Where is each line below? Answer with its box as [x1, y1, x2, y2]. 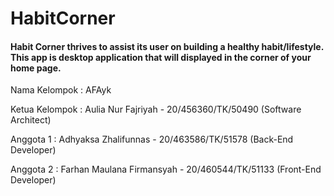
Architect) [10, 114, 52, 126]
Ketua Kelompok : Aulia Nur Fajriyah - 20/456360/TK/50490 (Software [10, 103, 302, 116]
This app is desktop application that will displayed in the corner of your [10, 51, 312, 63]
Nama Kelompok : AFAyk [10, 84, 112, 96]
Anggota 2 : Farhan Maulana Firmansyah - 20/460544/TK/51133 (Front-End [10, 163, 322, 176]
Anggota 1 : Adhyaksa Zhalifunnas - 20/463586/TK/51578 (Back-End [10, 133, 294, 146]
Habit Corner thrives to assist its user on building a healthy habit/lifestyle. [10, 40, 324, 52]
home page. [10, 62, 62, 74]
